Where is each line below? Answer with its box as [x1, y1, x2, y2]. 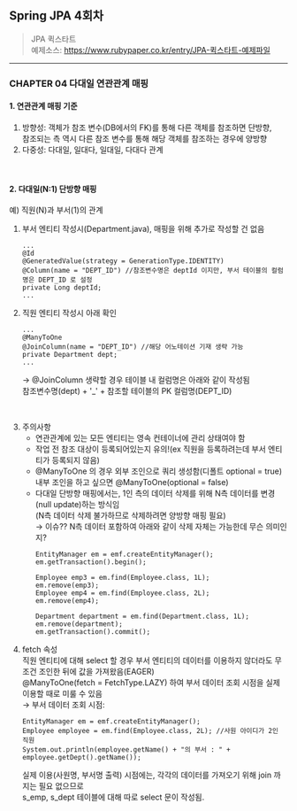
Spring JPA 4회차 [9, 8, 104, 24]
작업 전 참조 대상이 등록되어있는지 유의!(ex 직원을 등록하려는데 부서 [34, 444, 267, 454]
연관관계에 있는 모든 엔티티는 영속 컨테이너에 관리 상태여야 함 [34, 433, 246, 444]
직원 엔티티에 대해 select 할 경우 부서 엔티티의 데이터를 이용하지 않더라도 [21, 655, 273, 666]
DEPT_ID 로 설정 [38, 275, 93, 285]
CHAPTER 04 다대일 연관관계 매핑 [9, 77, 148, 89]
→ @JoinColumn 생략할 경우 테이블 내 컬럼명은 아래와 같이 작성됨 [21, 375, 250, 385]
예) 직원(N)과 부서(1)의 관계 [9, 205, 103, 215]
